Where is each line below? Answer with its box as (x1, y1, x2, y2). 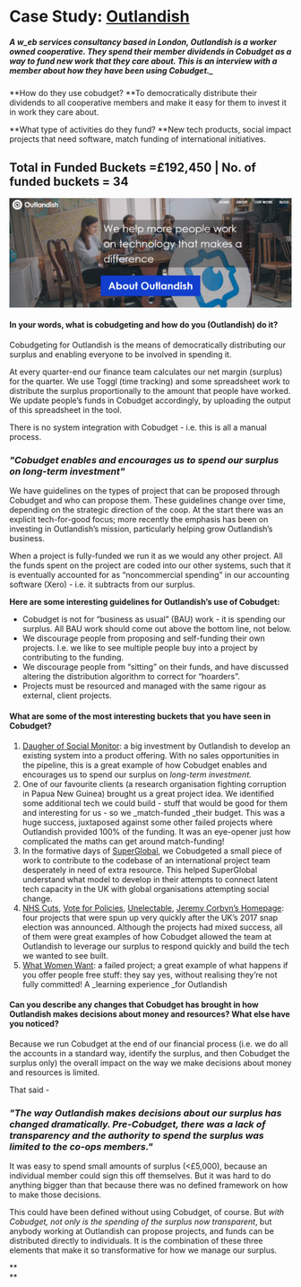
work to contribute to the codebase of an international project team (21, 854, 271, 865)
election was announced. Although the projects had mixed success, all (21, 922, 284, 932)
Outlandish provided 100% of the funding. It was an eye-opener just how (21, 826, 291, 836)
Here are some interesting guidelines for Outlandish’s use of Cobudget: (9, 597, 280, 608)
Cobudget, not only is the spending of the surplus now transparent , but (9, 1216, 272, 1227)
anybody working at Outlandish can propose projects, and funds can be (9, 1226, 275, 1237)
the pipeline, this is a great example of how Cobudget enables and (21, 759, 267, 770)
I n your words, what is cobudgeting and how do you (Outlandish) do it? (9, 320, 279, 330)
